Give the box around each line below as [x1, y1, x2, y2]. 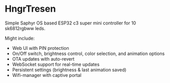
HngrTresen [5, 3, 56, 15]
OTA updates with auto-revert [12, 56, 75, 62]
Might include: [5, 35, 35, 41]
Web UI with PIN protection [12, 45, 69, 51]
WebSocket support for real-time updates [12, 61, 100, 67]
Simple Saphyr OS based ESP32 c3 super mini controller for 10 [5, 20, 136, 26]
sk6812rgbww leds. [5, 25, 45, 31]
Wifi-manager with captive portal [12, 72, 82, 78]
